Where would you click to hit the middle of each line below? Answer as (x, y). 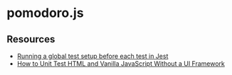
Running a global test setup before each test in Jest (93, 56)
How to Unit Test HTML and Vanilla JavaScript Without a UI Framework (121, 64)
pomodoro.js (45, 13)
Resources (31, 39)
